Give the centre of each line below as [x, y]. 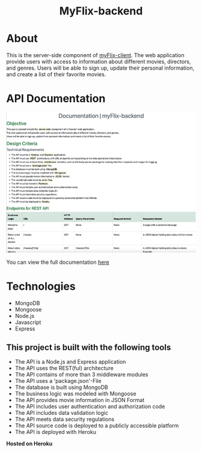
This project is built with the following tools [89, 348]
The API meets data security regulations [65, 420]
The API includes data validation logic [61, 413]
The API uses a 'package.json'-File [58, 381]
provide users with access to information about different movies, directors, [99, 62]
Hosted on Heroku [29, 444]
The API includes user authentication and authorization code [90, 406]
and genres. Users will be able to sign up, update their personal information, [100, 68]
